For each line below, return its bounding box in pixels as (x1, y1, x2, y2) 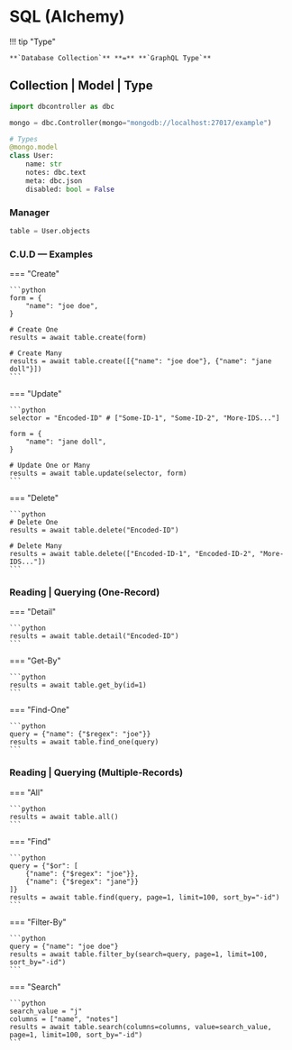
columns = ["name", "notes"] (9, 1014, 119, 1024)
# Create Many (9, 349, 63, 358)
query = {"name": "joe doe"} (9, 942, 119, 951)
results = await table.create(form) (9, 333, 147, 342)
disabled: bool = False (25, 185, 115, 194)
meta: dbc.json (25, 176, 83, 186)
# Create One (9, 325, 59, 334)
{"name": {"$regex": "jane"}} (25, 877, 140, 886)
